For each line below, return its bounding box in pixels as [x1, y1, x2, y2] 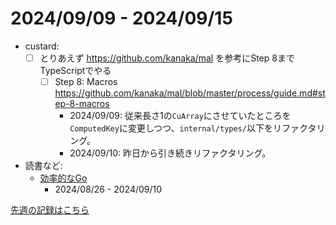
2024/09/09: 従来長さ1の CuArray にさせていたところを [69, 110, 292, 122]
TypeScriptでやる [39, 65, 112, 76]
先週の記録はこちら [10, 204, 90, 216]
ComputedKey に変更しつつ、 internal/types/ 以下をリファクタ [69, 122, 317, 134]
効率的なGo [39, 172, 88, 184]
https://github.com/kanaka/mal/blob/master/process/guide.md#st [54, 87, 326, 99]
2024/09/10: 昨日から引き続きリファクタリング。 [69, 147, 272, 159]
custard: [24, 40, 60, 52]
